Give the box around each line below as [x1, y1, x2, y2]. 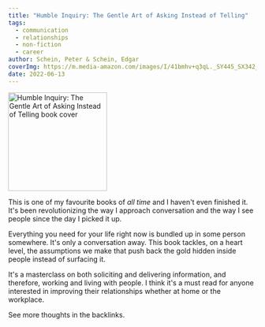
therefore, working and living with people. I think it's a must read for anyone [8, 277, 254, 288]
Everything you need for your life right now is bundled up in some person [8, 229, 246, 239]
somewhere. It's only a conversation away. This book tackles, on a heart [8, 237, 243, 247]
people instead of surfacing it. [8, 254, 106, 264]
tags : [8, 19, 26, 27]
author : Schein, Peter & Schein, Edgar [8, 56, 140, 64]
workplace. [8, 295, 45, 304]
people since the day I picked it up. [8, 214, 122, 223]
